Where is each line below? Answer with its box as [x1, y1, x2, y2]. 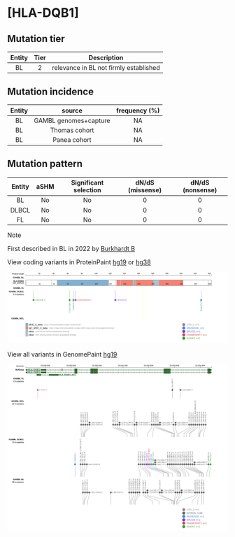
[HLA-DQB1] [7, 5, 79, 21]
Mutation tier [7, 33, 65, 45]
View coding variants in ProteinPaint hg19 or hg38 [7, 258, 152, 266]
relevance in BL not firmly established [52, 63, 161, 71]
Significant [71, 178, 104, 187]
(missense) [128, 186, 162, 194]
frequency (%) [116, 106, 160, 115]
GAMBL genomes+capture [34, 116, 111, 124]
